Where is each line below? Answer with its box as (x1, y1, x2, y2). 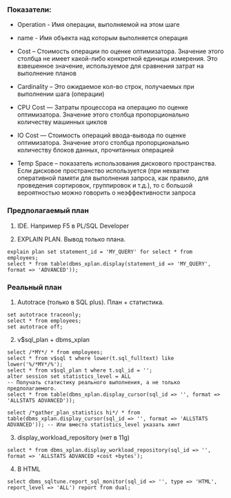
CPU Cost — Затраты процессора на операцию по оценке (17, 103, 188, 112)
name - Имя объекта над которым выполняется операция (17, 34, 188, 42)
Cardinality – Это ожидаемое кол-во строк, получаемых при (17, 83, 194, 91)
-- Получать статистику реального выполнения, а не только (7, 379, 181, 386)
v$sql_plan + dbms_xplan (17, 335, 90, 343)
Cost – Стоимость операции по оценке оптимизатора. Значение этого (17, 47, 224, 56)
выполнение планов (17, 69, 77, 77)
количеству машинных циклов (17, 118, 108, 126)
